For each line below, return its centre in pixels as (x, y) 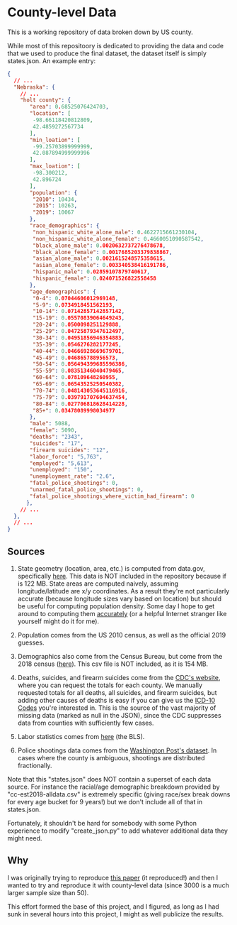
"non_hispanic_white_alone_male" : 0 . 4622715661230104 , (115, 232)
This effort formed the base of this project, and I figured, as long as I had (113, 907)
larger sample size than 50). (48, 892)
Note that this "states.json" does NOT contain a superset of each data (109, 779)
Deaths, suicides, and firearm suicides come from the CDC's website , (119, 678)
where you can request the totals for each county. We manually (110, 685)
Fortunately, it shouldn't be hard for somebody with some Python (102, 823)
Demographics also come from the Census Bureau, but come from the (120, 656)
